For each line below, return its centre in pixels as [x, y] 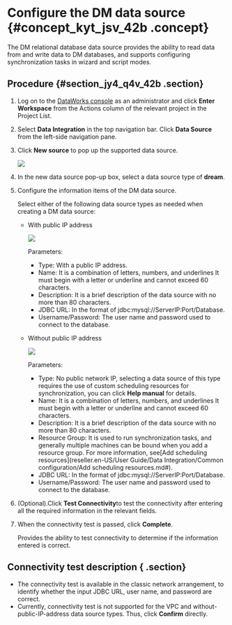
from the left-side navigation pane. [67, 136]
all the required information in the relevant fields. [87, 510]
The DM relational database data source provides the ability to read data [111, 47]
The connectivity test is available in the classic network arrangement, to [121, 584]
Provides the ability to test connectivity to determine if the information [117, 538]
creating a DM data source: [56, 211]
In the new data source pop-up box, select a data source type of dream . [121, 177]
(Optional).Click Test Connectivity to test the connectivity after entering [120, 503]
